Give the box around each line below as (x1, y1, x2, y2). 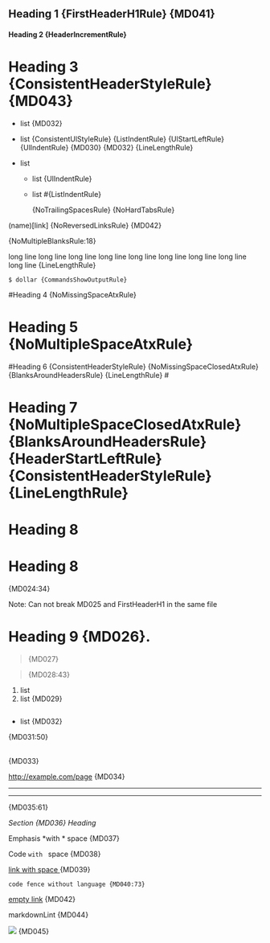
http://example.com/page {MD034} (8, 772, 126, 781)
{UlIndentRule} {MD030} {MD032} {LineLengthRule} (19, 142, 194, 152)
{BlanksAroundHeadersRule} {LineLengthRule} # (8, 370, 170, 379)
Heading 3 (8, 58, 79, 76)
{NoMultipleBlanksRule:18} (8, 236, 96, 245)
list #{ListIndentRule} (31, 189, 102, 199)
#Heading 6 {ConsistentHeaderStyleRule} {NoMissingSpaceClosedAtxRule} (8, 362, 259, 371)
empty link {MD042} (8, 895, 76, 904)
